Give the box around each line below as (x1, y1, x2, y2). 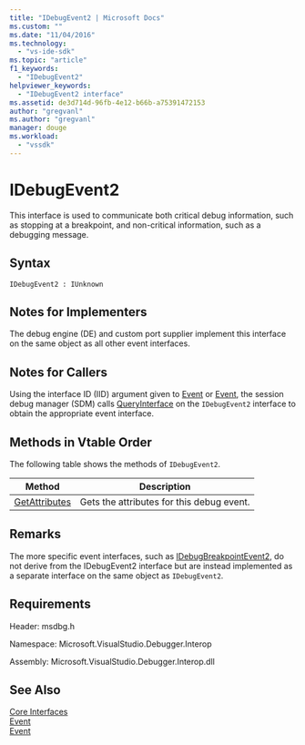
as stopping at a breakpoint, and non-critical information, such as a (9, 219, 261, 230)
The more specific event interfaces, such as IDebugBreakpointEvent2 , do (9, 550, 285, 561)
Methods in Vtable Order (9, 434, 153, 450)
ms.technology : (9, 38, 67, 48)
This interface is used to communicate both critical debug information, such (9, 209, 294, 220)
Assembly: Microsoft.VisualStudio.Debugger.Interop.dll (9, 656, 216, 667)
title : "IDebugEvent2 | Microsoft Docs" (9, 13, 166, 23)
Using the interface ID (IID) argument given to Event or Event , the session (9, 389, 284, 400)
